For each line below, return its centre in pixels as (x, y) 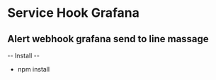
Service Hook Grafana (73, 13)
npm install (34, 69)
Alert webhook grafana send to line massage (108, 39)
